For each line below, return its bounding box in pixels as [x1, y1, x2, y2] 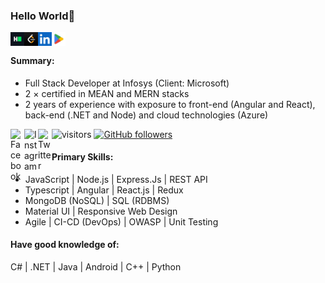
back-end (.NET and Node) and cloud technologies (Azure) [24, 109, 269, 121]
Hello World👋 [10, 9, 76, 23]
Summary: [10, 54, 55, 66]
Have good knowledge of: [10, 239, 120, 251]
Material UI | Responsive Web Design [24, 205, 178, 217]
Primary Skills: [51, 151, 114, 163]
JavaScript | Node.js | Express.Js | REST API [24, 173, 208, 185]
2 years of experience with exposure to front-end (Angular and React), [24, 98, 316, 110]
